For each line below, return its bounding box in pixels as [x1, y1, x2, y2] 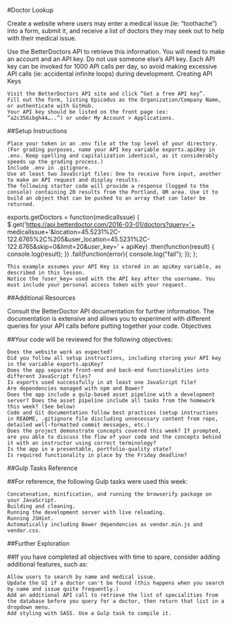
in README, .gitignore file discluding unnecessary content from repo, [7, 415, 218, 422]
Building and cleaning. [7, 503, 76, 510]
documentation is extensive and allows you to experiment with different [7, 315, 211, 322]
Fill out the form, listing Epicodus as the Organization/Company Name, [7, 96, 222, 103]
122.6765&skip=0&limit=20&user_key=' [7, 243, 119, 250]
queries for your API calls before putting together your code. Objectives [7, 322, 212, 330]
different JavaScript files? [7, 373, 91, 380]
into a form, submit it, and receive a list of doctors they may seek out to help [7, 27, 224, 35]
